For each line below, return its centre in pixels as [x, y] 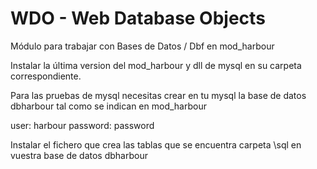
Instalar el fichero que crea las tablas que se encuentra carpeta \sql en [156, 144]
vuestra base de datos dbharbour [79, 155]
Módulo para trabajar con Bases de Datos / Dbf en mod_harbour [142, 46]
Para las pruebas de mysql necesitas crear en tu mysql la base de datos [158, 95]
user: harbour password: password [82, 125]
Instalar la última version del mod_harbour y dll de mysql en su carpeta [156, 65]
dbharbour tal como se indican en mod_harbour [108, 106]
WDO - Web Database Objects [138, 18]
